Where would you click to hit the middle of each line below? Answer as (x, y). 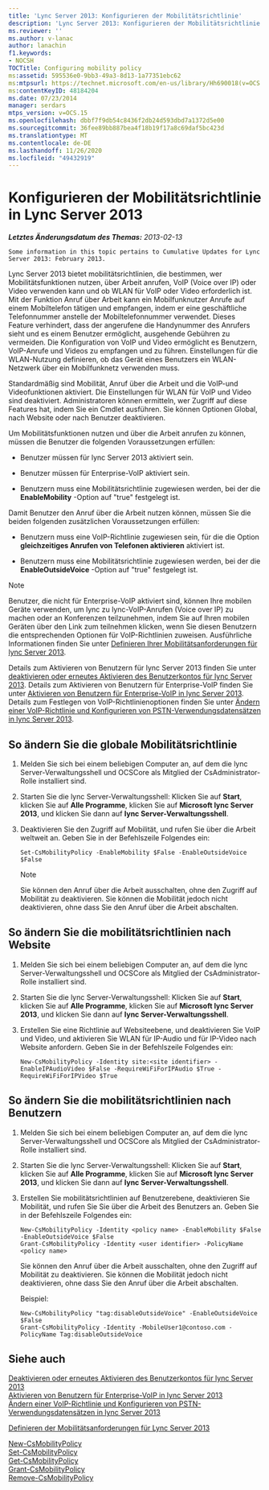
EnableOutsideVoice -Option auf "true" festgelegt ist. (109, 570)
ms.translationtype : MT (48, 135)
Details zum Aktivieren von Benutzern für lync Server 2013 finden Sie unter (132, 668)
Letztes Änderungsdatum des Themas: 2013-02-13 (96, 237)
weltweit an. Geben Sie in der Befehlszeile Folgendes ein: (115, 838)
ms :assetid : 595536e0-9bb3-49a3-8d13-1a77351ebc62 (95, 76)
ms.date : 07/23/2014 (43, 98)
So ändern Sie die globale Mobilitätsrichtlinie (123, 744)
